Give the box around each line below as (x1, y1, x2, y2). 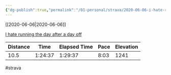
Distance (8, 43, 30, 50)
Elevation (115, 43, 138, 50)
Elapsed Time (59, 43, 93, 50)
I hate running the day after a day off (5, 31, 82, 37)
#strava (5, 64, 21, 71)
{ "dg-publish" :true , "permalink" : (5, 7, 76, 13)
